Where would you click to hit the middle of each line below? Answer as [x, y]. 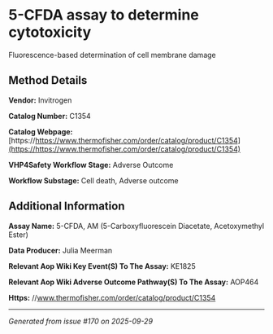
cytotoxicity [50, 32]
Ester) [18, 235]
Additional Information [67, 207]
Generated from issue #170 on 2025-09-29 [80, 321]
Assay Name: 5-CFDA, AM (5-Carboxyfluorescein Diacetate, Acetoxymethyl [136, 226]
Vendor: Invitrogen [40, 100]
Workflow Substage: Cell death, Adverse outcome [93, 180]
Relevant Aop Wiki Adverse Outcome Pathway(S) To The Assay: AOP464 [134, 282]
